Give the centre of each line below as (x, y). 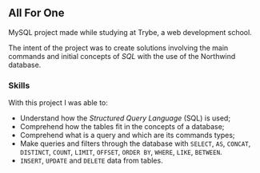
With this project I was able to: (58, 103)
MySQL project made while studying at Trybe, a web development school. (130, 32)
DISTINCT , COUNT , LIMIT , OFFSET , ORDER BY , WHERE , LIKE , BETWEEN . (121, 152)
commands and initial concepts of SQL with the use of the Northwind (122, 56)
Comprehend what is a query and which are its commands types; (127, 136)
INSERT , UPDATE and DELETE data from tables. (91, 161)
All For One (36, 13)
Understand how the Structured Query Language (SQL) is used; (125, 118)
